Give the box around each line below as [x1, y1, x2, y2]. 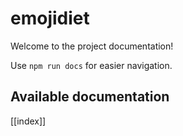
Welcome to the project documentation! [10, 40, 174, 52]
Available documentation [10, 88, 170, 106]
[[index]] [10, 115, 47, 127]
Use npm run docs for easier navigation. [10, 59, 173, 71]
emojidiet [10, 7, 90, 30]
